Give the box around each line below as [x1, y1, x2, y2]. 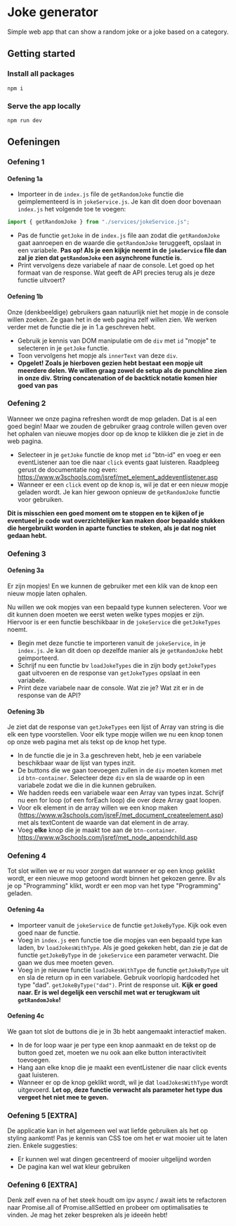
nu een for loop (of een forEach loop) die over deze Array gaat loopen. [17, 796, 221, 805]
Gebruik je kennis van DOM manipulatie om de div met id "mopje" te [17, 336, 216, 345]
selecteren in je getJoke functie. [17, 343, 110, 352]
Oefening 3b [7, 707, 44, 716]
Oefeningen [7, 136, 60, 148]
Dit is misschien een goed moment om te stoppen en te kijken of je [7, 508, 205, 517]
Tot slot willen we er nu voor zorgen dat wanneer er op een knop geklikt [7, 866, 216, 875]
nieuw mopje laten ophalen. [7, 589, 88, 598]
